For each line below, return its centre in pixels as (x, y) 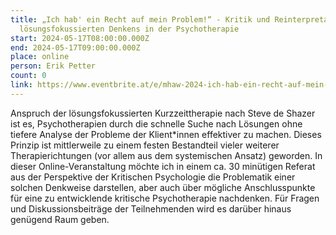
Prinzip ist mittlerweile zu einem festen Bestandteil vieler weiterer (145, 145)
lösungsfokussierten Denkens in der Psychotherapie (129, 29)
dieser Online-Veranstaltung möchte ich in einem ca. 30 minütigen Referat (163, 166)
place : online (40, 57)
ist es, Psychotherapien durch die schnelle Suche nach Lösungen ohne (156, 123)
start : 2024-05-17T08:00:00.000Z (80, 38)
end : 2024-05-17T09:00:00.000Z (75, 47)
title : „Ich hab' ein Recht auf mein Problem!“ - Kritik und (140, 19)
